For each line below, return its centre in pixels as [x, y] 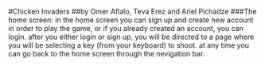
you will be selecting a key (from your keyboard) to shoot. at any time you [129, 45]
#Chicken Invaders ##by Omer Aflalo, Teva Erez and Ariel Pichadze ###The [132, 12]
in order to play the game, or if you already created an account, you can [126, 28]
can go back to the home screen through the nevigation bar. [107, 54]
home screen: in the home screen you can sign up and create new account [131, 20]
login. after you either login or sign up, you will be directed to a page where [131, 37]
